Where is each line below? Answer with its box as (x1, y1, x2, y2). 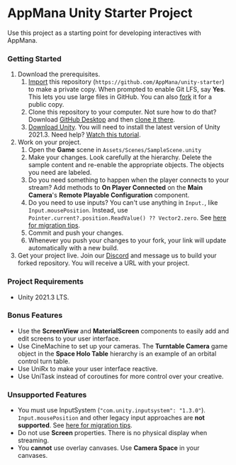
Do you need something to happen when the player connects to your (28, 176, 229, 184)
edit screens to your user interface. (17, 334, 120, 343)
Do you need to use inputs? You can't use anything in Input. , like (28, 198, 218, 207)
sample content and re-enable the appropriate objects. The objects (28, 161, 225, 169)
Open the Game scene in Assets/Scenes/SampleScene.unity (28, 146, 202, 154)
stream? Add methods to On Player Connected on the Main (28, 183, 203, 192)
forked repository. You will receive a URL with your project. (17, 259, 190, 267)
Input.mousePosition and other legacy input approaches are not (17, 414, 206, 422)
